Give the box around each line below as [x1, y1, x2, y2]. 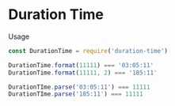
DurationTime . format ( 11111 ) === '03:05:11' [8, 61, 154, 69]
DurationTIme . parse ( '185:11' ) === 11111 [8, 90, 144, 98]
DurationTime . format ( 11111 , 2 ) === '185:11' [8, 69, 158, 77]
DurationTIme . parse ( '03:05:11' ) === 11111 [8, 83, 150, 91]
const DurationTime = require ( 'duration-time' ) [8, 47, 169, 55]
